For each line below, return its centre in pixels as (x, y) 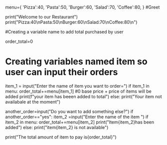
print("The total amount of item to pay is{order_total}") (61, 137)
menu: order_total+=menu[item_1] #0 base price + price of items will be (79, 91)
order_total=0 (19, 41)
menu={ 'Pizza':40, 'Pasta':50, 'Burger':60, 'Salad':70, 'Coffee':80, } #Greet (83, 7)
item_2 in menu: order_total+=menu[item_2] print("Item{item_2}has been (80, 122)
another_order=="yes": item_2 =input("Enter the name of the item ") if (77, 117)
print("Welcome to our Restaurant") (42, 17)
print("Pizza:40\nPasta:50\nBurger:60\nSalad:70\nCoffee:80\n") (71, 22)
